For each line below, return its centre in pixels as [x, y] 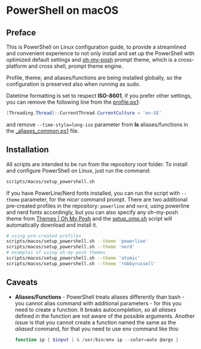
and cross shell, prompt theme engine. [75, 66]
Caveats [22, 282]
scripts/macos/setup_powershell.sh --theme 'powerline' [77, 241]
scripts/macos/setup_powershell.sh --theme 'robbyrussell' [81, 264]
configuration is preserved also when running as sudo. [73, 84]
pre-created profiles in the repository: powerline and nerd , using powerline [98, 206]
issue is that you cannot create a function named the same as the [95, 322]
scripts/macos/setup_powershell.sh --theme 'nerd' [71, 247]
